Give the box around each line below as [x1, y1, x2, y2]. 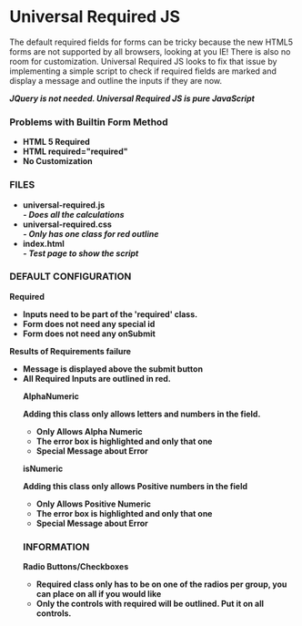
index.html [22, 238, 65, 249]
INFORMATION [22, 540, 90, 553]
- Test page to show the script [22, 248, 139, 259]
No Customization [22, 156, 93, 167]
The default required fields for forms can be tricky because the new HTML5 [9, 36, 294, 47]
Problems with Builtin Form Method [9, 116, 168, 128]
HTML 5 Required [22, 137, 91, 148]
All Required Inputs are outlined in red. [22, 373, 171, 384]
